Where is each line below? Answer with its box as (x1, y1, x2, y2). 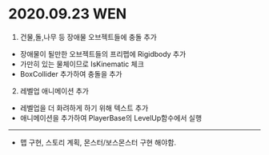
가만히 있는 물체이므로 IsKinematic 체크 (19, 59, 144, 69)
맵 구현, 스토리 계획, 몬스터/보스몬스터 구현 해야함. (19, 137, 177, 147)
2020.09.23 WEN (8, 5, 127, 23)
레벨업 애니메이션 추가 (19, 85, 90, 96)
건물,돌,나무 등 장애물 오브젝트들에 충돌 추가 (19, 32, 158, 42)
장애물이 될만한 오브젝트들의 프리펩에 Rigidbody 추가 (19, 49, 187, 58)
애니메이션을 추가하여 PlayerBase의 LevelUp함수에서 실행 (19, 113, 203, 122)
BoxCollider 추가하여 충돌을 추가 (19, 69, 122, 78)
